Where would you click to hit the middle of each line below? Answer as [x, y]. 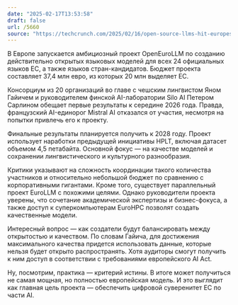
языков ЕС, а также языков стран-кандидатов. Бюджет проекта [104, 69]
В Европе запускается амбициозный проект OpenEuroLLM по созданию [116, 54]
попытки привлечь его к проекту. [58, 120]
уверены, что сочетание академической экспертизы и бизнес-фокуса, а [118, 200]
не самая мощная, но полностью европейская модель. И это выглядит [115, 280]
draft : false [27, 21]
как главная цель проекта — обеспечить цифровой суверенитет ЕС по [114, 288]
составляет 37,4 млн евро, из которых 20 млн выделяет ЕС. [98, 76]
